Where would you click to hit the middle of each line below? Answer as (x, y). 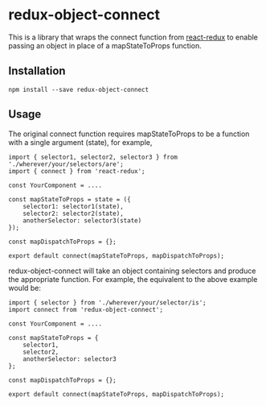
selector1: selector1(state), (74, 206)
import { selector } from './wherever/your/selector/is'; (107, 302)
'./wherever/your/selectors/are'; (66, 164)
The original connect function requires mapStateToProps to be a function (129, 134)
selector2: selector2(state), (74, 213)
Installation (37, 71)
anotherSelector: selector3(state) (82, 220)
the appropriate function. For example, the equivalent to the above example (133, 279)
